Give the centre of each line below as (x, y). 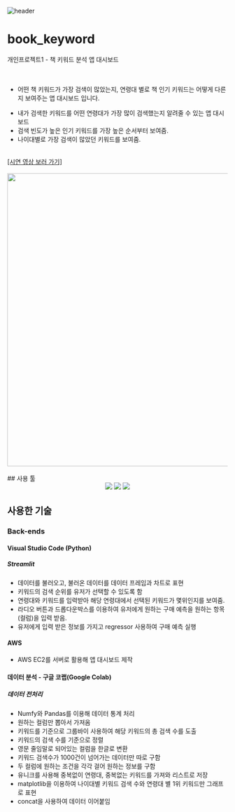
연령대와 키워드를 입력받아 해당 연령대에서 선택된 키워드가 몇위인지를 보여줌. (121, 600)
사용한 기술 (30, 511)
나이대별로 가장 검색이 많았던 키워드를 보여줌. (79, 139)
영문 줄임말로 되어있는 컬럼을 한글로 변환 (72, 748)
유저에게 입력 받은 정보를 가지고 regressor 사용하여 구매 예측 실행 (107, 626)
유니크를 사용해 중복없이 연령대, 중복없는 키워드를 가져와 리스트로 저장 (113, 775)
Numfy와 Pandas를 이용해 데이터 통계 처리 (76, 713)
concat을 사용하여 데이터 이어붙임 (64, 801)
